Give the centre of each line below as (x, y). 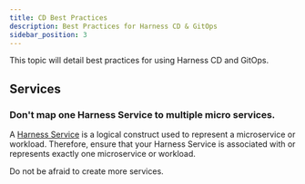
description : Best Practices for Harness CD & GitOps (114, 26)
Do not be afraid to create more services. (86, 171)
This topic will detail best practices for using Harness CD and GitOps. (139, 61)
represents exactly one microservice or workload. (102, 154)
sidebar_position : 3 (49, 34)
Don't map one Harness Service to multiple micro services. (142, 114)
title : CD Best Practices (58, 18)
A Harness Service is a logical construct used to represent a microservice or (152, 135)
